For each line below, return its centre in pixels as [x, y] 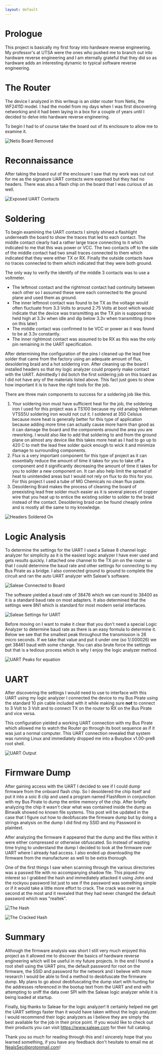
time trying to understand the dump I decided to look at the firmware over [78, 848]
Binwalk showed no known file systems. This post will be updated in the [77, 812]
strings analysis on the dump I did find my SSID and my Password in [73, 823]
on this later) [25, 324]
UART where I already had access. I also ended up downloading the [73, 853]
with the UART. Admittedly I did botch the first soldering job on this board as [81, 375]
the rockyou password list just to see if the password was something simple [81, 883]
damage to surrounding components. [49, 450]
